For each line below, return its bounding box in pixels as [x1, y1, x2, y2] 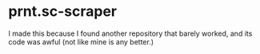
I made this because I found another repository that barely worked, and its [8, 29, 253, 38]
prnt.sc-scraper [8, 2, 118, 21]
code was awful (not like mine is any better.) [8, 37, 154, 46]
